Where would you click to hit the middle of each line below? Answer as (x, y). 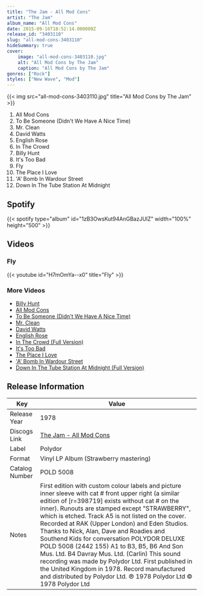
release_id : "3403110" (35, 34)
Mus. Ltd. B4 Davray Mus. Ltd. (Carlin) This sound (111, 554)
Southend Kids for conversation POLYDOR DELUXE (113, 539)
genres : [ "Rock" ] (29, 74)
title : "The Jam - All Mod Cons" (49, 12)
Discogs (21, 431)
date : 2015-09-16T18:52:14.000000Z (52, 29)
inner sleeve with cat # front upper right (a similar (110, 493)
